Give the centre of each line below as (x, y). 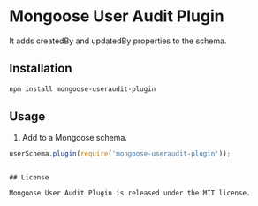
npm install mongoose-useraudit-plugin (83, 89)
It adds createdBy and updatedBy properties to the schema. (118, 41)
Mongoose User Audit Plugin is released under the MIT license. (130, 193)
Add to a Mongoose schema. (75, 138)
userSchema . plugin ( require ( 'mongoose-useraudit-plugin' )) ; (120, 154)
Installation (41, 69)
